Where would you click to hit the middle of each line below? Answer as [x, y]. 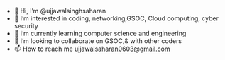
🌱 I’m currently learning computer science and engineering [100, 33]
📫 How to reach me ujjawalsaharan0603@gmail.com [92, 49]
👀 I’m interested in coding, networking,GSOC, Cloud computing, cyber [116, 18]
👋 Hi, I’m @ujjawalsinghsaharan [60, 11]
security [26, 26]
